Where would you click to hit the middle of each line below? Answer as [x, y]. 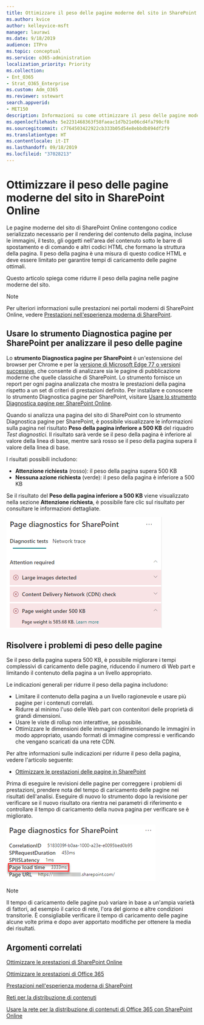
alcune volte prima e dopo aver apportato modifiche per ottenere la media [99, 922]
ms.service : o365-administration [49, 58]
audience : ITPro [27, 45]
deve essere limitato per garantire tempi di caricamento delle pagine [92, 260]
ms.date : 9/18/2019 [31, 39]
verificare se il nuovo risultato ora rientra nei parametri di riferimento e [94, 803]
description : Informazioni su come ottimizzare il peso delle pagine [96, 116]
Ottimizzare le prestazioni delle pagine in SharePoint [80, 772]
